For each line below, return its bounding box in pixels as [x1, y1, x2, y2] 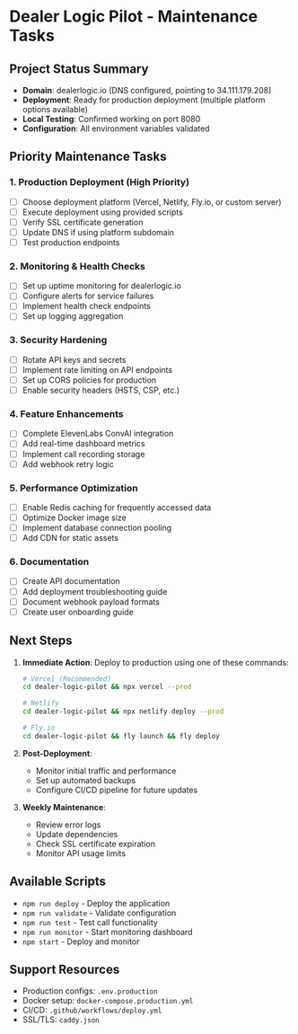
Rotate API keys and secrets [22, 354, 127, 365]
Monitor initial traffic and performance [35, 765, 177, 776]
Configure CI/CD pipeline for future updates [35, 784, 198, 795]
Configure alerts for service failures [22, 290, 154, 302]
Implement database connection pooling [22, 523, 172, 534]
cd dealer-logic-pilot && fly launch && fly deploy [22, 731, 220, 740]
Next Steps [9, 633, 73, 649]
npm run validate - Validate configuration [22, 907, 177, 918]
